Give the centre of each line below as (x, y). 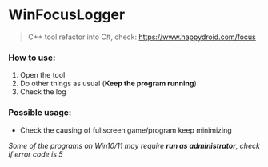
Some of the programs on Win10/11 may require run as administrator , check (134, 145)
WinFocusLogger (67, 15)
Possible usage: (40, 113)
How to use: (32, 58)
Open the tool (42, 75)
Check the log (43, 92)
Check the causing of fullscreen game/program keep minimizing (126, 130)
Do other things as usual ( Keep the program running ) (108, 83)
